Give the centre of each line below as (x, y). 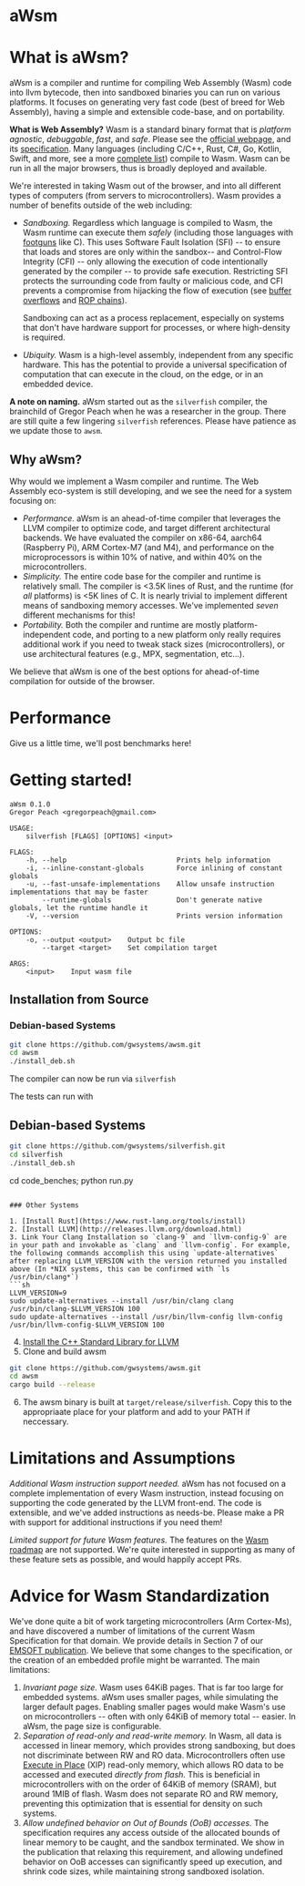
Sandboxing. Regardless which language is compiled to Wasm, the (147, 223)
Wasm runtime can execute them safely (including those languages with (158, 232)
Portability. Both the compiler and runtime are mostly (122, 624)
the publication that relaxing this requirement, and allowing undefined (153, 1852)
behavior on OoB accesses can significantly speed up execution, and (152, 1862)
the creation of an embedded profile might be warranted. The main (135, 1660)
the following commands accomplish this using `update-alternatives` (144, 1253)
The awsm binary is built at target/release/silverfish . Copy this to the (158, 1402)
